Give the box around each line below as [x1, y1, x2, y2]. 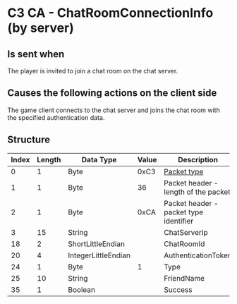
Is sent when [7, 48, 65, 60]
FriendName [164, 273, 205, 283]
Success [164, 284, 193, 294]
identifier [164, 216, 194, 226]
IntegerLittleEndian [68, 250, 130, 260]
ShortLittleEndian [68, 238, 126, 248]
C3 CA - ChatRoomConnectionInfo [7, 5, 214, 21]
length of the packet [164, 187, 231, 197]
